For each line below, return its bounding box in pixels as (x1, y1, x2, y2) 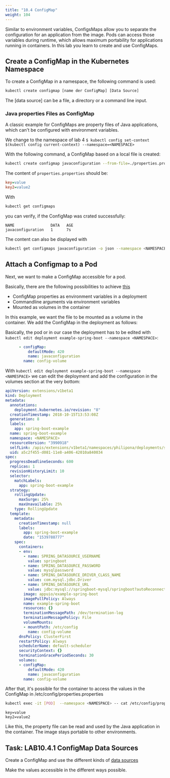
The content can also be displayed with (5, 236, 88, 242)
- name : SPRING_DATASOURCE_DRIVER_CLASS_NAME (23, 573, 121, 578)
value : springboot (27, 558, 67, 564)
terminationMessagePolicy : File (23, 615, 92, 620)
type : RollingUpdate (14, 507, 58, 512)
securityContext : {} (18, 648, 62, 653)
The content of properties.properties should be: (5, 170, 108, 176)
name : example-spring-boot (23, 601, 80, 606)
